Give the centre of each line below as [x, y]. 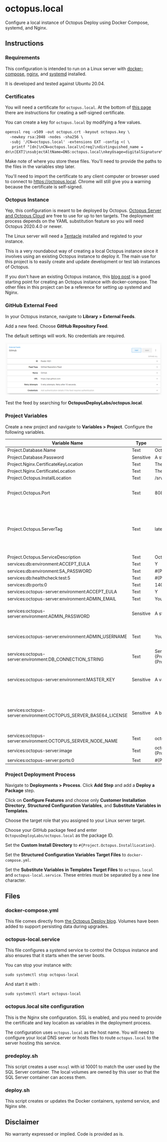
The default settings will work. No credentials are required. [65, 336]
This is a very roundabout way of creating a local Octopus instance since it [82, 251]
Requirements [23, 58]
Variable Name [68, 443]
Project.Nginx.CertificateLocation [41, 471]
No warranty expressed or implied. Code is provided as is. [65, 1134]
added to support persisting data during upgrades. [57, 927]
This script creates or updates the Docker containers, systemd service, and [83, 1101]
